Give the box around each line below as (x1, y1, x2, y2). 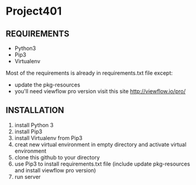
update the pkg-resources (14, 81, 80, 88)
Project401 (5, 4, 62, 18)
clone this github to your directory (14, 153, 100, 161)
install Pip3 (14, 128, 43, 135)
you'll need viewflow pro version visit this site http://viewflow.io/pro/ (14, 88, 186, 95)
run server (14, 173, 41, 180)
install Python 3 (14, 121, 54, 128)
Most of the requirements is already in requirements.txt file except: (5, 69, 173, 77)
